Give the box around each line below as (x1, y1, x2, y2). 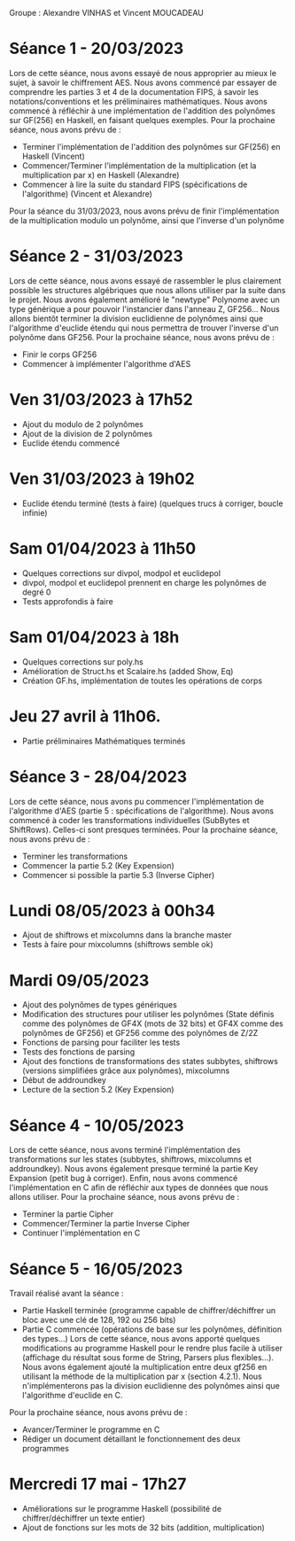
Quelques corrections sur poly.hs (21, 656, 144, 667)
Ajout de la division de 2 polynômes (21, 428, 153, 439)
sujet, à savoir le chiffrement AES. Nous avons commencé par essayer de (9, 77, 277, 88)
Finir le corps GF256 (21, 349, 97, 360)
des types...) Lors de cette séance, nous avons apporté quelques (21, 1334, 260, 1344)
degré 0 (21, 587, 51, 597)
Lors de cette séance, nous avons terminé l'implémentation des (9, 1145, 241, 1156)
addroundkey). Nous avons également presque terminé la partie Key (9, 1164, 259, 1174)
